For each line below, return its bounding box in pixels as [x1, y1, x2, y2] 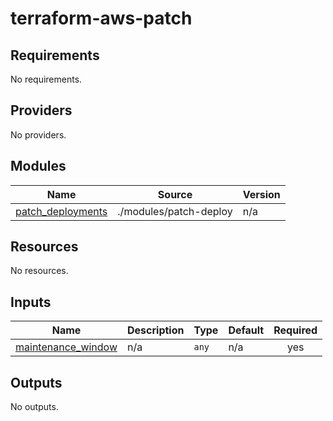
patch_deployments [15, 204, 108, 218]
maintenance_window [15, 340, 118, 354]
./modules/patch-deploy [117, 204, 233, 218]
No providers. [10, 128, 67, 141]
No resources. [10, 265, 69, 277]
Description [127, 323, 185, 337]
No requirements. [10, 73, 83, 85]
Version [242, 187, 281, 201]
